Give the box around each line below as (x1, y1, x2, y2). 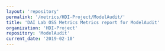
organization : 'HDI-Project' (6, 25, 78, 31)
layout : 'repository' (6, 8, 60, 15)
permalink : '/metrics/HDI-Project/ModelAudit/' (6, 14, 126, 20)
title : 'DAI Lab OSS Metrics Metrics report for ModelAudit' (6, 19, 160, 25)
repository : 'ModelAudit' (6, 30, 70, 36)
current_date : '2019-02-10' (6, 36, 76, 42)
